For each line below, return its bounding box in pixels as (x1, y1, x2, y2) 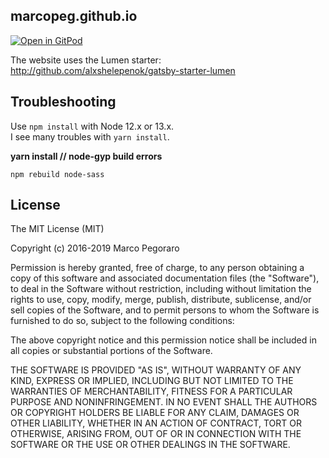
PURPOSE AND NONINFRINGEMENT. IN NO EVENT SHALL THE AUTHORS (10, 396, 318, 408)
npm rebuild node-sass (10, 169, 105, 179)
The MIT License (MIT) (10, 223, 105, 235)
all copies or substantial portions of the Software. (10, 345, 213, 357)
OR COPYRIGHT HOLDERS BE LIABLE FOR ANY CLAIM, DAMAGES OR (10, 407, 300, 419)
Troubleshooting (10, 94, 117, 111)
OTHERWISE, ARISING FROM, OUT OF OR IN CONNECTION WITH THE (10, 428, 302, 440)
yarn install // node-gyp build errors (10, 150, 163, 162)
